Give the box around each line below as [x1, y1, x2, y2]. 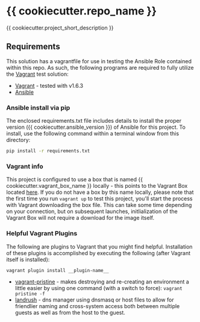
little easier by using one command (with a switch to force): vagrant [14, 285, 183, 292]
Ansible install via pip [6, 104, 70, 112]
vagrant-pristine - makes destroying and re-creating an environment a [14, 278, 190, 285]
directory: [6, 137, 31, 144]
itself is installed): [6, 256, 50, 263]
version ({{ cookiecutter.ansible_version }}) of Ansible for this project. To [6, 123, 186, 131]
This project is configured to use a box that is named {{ [6, 176, 143, 183]
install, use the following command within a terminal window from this [6, 130, 180, 137]
